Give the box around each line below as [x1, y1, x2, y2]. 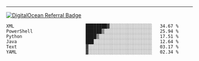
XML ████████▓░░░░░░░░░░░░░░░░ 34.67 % [6, 23, 179, 29]
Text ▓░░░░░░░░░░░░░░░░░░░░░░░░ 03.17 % [6, 44, 179, 50]
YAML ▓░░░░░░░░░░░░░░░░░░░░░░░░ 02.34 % [6, 49, 179, 55]
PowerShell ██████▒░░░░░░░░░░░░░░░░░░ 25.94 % [6, 28, 179, 34]
